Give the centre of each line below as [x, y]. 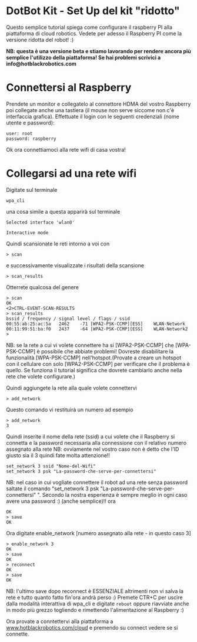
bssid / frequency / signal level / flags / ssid [68, 319]
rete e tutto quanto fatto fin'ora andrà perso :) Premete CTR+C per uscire [94, 597]
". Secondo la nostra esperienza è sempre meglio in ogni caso [112, 494]
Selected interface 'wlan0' [41, 222]
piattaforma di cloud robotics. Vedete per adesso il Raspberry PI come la [94, 33]
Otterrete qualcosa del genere [43, 287]
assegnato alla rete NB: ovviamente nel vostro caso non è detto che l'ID [93, 449]
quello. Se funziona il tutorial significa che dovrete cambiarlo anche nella [94, 370]
